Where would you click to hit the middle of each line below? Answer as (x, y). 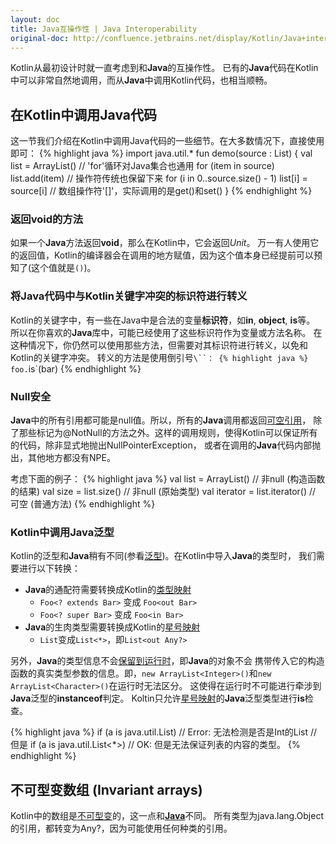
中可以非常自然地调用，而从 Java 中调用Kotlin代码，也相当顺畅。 (141, 80)
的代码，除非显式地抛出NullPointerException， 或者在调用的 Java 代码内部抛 (166, 445)
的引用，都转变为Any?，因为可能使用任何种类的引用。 (121, 828)
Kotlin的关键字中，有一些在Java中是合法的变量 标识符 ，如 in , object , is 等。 (163, 320)
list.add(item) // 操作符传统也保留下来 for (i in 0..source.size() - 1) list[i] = (159, 178)
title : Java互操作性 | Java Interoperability (104, 29)
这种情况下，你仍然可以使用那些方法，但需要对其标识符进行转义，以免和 (159, 345)
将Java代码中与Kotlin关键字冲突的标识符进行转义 (129, 296)
